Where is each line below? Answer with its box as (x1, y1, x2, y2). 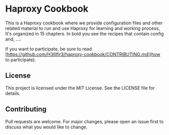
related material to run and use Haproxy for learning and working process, (5, 25, 160, 31)
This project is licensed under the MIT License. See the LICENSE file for (5, 85, 155, 91)
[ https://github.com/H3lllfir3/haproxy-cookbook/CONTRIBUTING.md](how (5, 51, 161, 57)
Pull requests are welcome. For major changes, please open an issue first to (5, 118, 164, 124)
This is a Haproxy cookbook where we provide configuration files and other (5, 20, 163, 26)
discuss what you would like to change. (5, 124, 88, 130)
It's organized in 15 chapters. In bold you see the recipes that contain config (5, 30, 164, 37)
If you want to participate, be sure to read (5, 46, 92, 52)
